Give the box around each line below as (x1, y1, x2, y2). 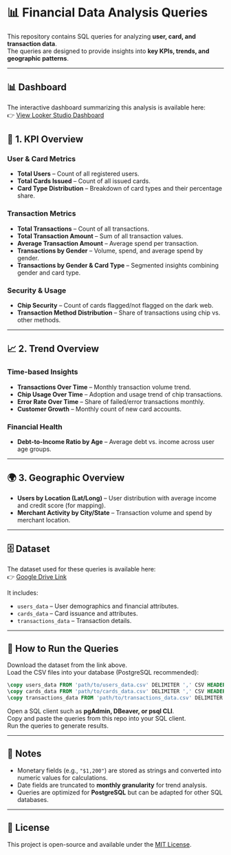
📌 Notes (7, 748, 42, 760)
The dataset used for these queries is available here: (7, 564, 156, 573)
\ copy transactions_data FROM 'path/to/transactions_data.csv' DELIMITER (7, 695, 223, 701)
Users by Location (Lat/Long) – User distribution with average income (16, 494, 217, 502)
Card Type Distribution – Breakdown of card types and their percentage (16, 184, 222, 193)
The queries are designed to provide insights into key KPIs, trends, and (7, 47, 210, 55)
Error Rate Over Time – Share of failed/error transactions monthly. (16, 397, 205, 405)
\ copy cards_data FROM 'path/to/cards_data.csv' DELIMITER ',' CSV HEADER (7, 688, 226, 695)
